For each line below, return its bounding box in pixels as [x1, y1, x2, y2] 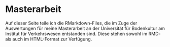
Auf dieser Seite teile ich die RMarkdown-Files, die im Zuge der [5, 20, 138, 26]
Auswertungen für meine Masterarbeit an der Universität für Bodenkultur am [5, 25, 165, 31]
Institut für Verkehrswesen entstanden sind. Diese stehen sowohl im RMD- [5, 30, 161, 36]
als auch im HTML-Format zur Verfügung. [5, 36, 92, 42]
